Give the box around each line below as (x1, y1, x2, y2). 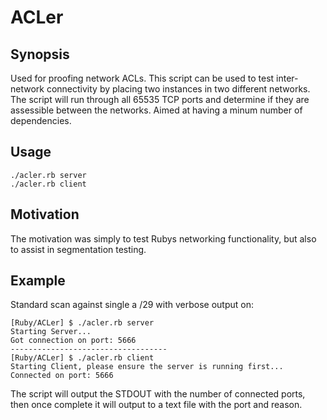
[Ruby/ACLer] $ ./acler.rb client (10, 353, 155, 363)
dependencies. (10, 115, 72, 126)
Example (10, 272, 66, 290)
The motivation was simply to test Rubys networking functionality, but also (10, 232, 317, 245)
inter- (276, 72, 299, 84)
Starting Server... (10, 327, 92, 337)
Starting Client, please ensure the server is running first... (10, 362, 284, 372)
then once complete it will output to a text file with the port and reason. (10, 399, 303, 411)
